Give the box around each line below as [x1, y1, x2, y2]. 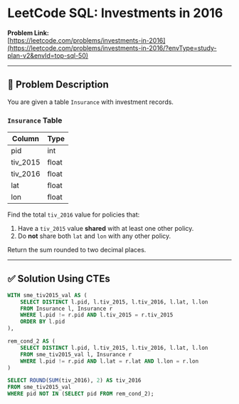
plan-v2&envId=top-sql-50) [7, 51, 89, 60]
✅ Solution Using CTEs [7, 273, 110, 285]
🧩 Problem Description [7, 78, 109, 90]
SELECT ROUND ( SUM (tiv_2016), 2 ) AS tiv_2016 [7, 377, 142, 384]
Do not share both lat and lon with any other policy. [17, 232, 171, 240]
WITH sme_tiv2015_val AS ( [7, 291, 87, 299]
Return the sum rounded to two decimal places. [7, 246, 147, 254]
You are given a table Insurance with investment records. [7, 98, 174, 106]
